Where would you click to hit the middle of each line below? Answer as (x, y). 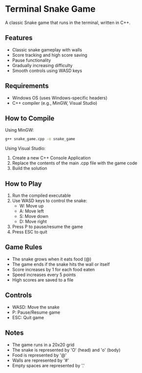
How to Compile (30, 118)
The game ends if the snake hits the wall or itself (61, 264)
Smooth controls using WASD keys (47, 70)
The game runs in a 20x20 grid (43, 345)
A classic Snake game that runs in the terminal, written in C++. (68, 23)
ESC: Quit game (28, 317)
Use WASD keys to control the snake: (50, 201)
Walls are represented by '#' (41, 360)
